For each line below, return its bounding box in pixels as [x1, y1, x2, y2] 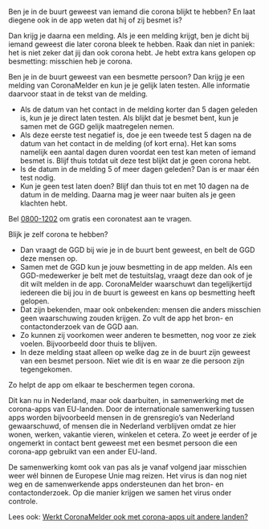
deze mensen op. [19, 254, 78, 263]
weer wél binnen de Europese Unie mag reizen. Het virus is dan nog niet [8, 471, 247, 480]
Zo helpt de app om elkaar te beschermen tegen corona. [8, 380, 195, 389]
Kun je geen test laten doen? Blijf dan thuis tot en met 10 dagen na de [19, 181, 250, 191]
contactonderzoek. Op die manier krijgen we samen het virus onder [8, 488, 232, 497]
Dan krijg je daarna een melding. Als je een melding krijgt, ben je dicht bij [8, 31, 250, 40]
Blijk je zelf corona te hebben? [8, 230, 108, 239]
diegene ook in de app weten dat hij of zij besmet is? [8, 15, 182, 25]
